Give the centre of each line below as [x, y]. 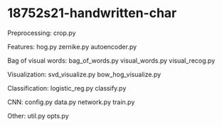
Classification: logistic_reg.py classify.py [67, 88]
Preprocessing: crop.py [42, 33]
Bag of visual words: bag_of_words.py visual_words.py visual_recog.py [111, 60]
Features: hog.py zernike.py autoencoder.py [72, 46]
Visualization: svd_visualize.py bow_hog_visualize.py [84, 74]
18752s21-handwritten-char [92, 13]
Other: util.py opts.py [38, 116]
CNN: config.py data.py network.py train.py [71, 102]
